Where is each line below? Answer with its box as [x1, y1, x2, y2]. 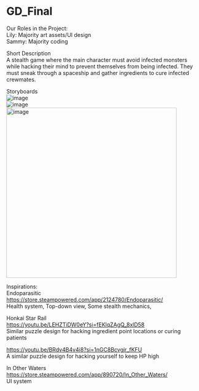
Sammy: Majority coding [6, 38, 68, 45]
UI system [6, 377, 32, 385]
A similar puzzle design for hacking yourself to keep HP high [6, 352, 160, 360]
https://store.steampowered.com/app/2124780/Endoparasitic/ [6, 296, 163, 303]
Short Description [6, 49, 51, 57]
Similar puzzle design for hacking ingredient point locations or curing [6, 327, 181, 334]
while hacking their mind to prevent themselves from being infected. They [6, 63, 193, 70]
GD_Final [6, 4, 53, 18]
